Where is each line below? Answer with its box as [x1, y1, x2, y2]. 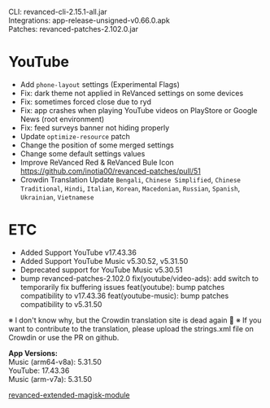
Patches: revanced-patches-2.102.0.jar [8, 24, 139, 33]
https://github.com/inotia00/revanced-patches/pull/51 [20, 166, 201, 176]
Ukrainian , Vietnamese [20, 191, 94, 202]
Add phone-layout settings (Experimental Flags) [20, 79, 181, 89]
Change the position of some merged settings [20, 140, 175, 150]
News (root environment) [20, 114, 105, 124]
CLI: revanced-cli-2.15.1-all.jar [8, 7, 107, 16]
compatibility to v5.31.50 [20, 299, 102, 309]
